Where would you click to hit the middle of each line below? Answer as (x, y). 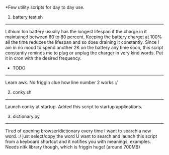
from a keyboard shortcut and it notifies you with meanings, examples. (78, 141)
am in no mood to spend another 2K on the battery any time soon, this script (84, 48)
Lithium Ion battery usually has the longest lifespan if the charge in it (76, 31)
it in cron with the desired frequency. (43, 58)
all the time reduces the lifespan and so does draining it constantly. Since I (82, 42)
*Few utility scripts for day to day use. (45, 7)
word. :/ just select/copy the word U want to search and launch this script (81, 136)
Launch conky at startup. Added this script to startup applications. (74, 107)
